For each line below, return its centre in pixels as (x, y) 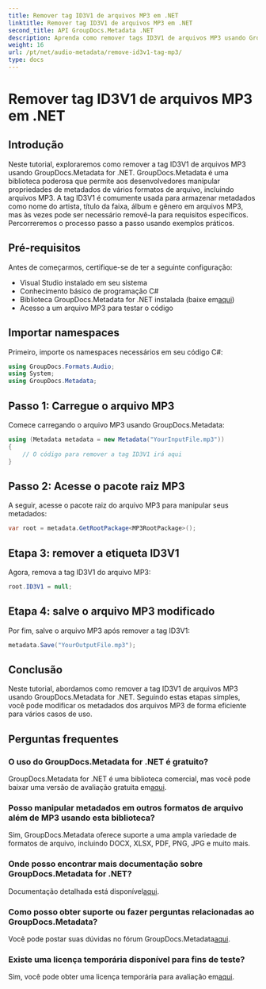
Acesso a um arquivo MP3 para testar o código (97, 308)
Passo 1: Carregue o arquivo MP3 (91, 406)
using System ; (32, 374)
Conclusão (36, 670)
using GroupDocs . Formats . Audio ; (61, 366)
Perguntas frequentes (63, 739)
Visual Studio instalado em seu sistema (84, 282)
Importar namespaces (64, 333)
